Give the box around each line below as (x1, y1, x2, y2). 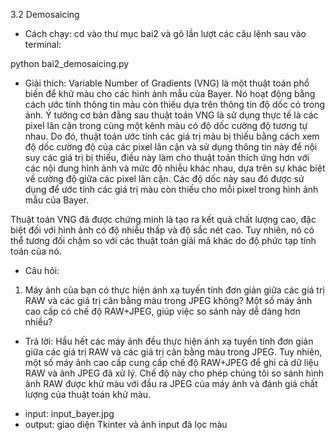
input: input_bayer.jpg (24, 408, 115, 419)
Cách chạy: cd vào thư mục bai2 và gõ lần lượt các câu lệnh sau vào (24, 28, 307, 39)
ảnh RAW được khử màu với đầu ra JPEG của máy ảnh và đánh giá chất (24, 378, 318, 389)
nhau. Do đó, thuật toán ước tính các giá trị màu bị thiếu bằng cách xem (24, 130, 320, 142)
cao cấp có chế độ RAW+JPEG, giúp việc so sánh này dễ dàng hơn (24, 305, 301, 317)
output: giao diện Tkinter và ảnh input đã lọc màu (24, 419, 228, 430)
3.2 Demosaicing (10, 9, 80, 20)
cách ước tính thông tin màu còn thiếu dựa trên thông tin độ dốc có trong (24, 99, 326, 110)
